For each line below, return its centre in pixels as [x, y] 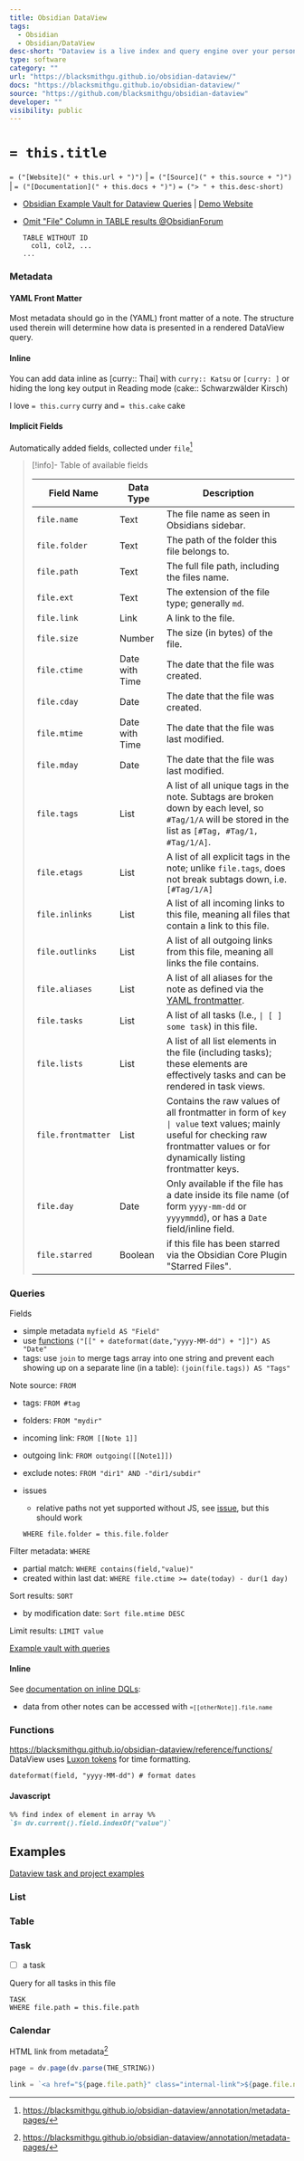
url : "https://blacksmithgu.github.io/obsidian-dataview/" [123, 77]
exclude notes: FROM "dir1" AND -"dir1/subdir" [112, 1472]
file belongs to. [198, 551]
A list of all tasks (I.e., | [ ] [224, 1015]
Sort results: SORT [42, 1595]
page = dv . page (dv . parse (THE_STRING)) [82, 2069]
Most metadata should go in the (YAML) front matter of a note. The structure [152, 319]
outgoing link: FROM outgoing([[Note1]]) [98, 1455]
